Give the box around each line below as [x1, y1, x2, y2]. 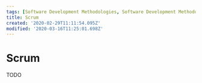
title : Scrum [6, 14, 39, 20]
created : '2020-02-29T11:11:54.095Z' [6, 20, 101, 26]
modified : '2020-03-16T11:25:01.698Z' [6, 25, 103, 32]
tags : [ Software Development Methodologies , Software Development [6, 8, 176, 15]
